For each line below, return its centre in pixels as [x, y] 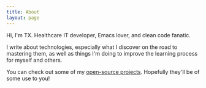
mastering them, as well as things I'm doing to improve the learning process [102, 53]
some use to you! [28, 78]
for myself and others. [34, 60]
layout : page [23, 18]
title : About [23, 12]
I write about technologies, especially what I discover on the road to [92, 47]
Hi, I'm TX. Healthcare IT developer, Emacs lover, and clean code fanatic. [99, 35]
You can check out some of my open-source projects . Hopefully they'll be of [103, 71]
